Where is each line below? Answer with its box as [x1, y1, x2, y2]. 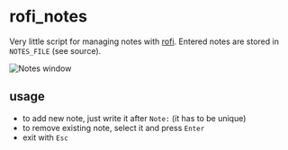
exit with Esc [22, 132, 69, 143]
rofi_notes [9, 6, 88, 27]
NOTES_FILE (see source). [9, 45, 102, 56]
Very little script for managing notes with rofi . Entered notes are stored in [9, 36, 279, 47]
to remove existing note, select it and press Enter [22, 122, 205, 133]
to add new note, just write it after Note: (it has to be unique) [22, 112, 247, 123]
